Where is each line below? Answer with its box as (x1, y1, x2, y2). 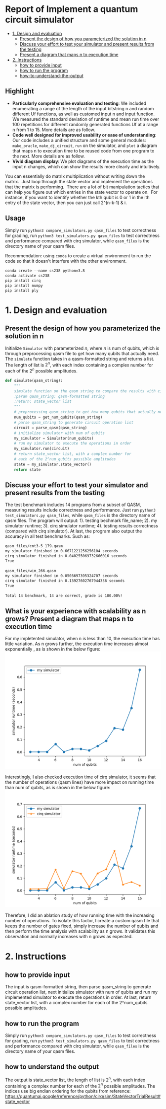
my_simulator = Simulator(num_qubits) (14, 436, 94, 441)
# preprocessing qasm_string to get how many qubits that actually (14, 410, 156, 415)
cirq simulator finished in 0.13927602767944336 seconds (5, 579, 125, 584)
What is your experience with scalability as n (5, 607, 146, 615)
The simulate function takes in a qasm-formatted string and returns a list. (5, 356, 155, 362)
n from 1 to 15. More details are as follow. (12, 127, 95, 133)
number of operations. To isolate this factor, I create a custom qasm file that (5, 918, 160, 924)
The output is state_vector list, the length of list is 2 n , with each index (5, 1076, 146, 1083)
